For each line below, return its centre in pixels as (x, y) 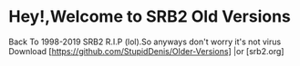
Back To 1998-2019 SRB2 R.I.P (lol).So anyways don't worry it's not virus (145, 42)
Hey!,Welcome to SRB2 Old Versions (150, 17)
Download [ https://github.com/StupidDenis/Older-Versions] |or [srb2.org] (146, 51)
